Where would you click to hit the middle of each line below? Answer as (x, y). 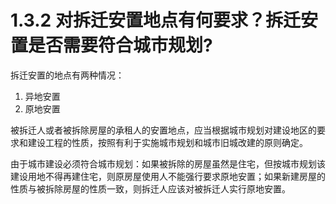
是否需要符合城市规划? (120, 45)
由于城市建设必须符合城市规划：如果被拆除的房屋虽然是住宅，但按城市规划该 (168, 163)
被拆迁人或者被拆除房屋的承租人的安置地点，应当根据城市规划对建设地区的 (163, 130)
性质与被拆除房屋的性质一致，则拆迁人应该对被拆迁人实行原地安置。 (150, 188)
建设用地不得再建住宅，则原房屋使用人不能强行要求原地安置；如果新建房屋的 (168, 176)
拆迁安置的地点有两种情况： (67, 75)
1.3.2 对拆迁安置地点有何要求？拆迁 (155, 20)
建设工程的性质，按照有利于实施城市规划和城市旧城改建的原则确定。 (167, 142)
